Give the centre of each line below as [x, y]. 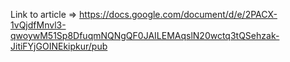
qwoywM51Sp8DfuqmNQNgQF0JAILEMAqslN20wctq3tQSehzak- [145, 35]
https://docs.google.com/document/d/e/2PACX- [178, 14]
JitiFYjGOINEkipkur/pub [59, 46]
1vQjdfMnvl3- [38, 25]
